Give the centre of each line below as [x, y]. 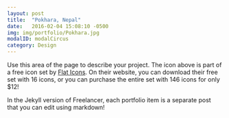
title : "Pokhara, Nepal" [44, 20]
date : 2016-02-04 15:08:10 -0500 [58, 26]
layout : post [26, 13]
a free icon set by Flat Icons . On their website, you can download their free [112, 72]
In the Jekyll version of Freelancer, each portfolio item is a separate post [109, 100]
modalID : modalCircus [38, 39]
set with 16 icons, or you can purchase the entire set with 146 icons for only [114, 79]
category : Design [32, 45]
